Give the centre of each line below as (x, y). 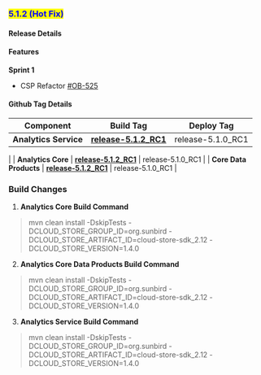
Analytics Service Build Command (79, 322)
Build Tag (129, 125)
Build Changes (38, 189)
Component (48, 125)
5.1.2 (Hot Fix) (36, 14)
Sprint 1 (22, 70)
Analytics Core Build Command (74, 207)
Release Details (35, 33)
